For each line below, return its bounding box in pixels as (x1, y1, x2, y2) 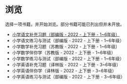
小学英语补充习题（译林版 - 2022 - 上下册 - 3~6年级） (12, 61, 121, 68)
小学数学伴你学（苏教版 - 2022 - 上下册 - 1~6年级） (12, 49, 116, 56)
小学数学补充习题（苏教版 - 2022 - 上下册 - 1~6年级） (12, 43, 120, 49)
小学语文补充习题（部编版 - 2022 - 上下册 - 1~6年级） (12, 31, 120, 37)
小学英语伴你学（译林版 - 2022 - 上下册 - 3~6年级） (12, 68, 117, 73)
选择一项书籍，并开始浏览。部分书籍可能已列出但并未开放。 (5, 21, 125, 27)
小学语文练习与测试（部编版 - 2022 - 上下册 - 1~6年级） (12, 37, 124, 43)
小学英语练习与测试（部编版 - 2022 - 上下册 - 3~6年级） (12, 73, 125, 80)
